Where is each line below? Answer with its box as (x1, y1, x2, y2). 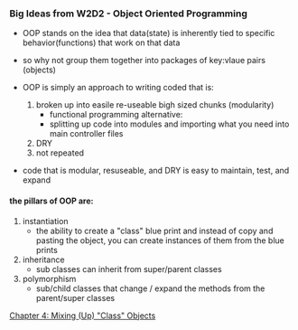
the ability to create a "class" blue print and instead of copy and (35, 225, 274, 236)
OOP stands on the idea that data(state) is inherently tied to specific (22, 28, 275, 39)
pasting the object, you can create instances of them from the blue (35, 234, 284, 246)
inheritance (22, 254, 65, 265)
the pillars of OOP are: (9, 195, 94, 206)
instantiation (22, 215, 70, 226)
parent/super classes (35, 292, 116, 303)
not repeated (35, 147, 84, 158)
